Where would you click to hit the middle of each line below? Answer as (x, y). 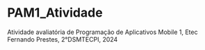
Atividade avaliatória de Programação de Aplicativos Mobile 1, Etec (102, 32)
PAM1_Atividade (55, 13)
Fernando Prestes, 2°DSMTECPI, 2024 (63, 39)
